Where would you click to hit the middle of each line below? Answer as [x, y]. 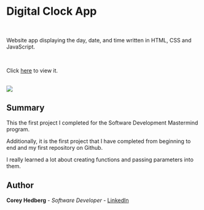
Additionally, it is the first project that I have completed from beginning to [99, 141]
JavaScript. [21, 47]
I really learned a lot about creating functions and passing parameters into [100, 159]
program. [18, 129]
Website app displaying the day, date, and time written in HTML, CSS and [99, 40]
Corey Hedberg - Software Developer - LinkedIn [68, 200]
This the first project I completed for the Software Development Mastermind [102, 122]
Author [20, 185]
